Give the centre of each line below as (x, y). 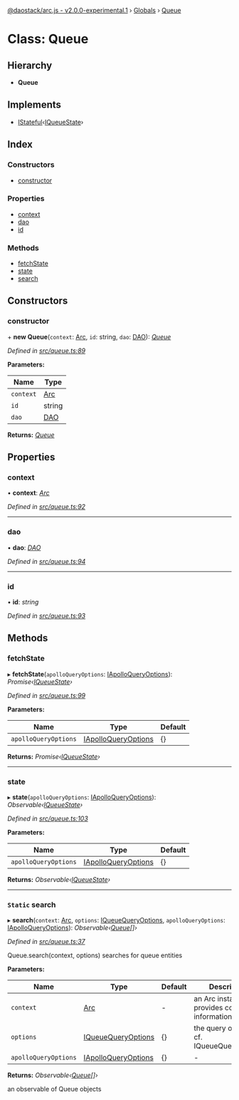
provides (208, 1008)
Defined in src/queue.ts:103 (48, 818)
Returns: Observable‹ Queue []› (53, 1075)
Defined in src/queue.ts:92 (47, 507)
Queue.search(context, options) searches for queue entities (95, 955)
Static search (32, 905)
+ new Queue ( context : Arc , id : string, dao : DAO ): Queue (89, 336)
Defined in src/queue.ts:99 (47, 695)
